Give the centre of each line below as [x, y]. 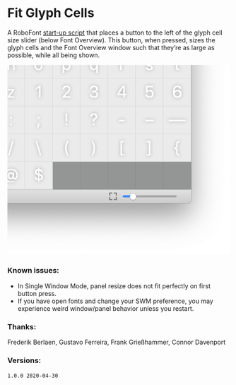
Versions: [24, 360]
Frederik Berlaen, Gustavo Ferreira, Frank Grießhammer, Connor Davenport [117, 342]
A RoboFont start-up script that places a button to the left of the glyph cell [115, 32]
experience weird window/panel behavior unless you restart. [106, 308]
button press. [37, 293]
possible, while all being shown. [54, 55]
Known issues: [34, 271]
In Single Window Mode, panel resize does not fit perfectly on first [114, 286]
